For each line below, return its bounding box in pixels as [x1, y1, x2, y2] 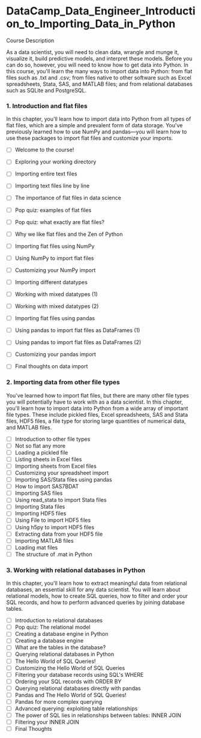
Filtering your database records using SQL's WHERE [14, 671, 144, 678]
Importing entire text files [14, 170, 77, 178]
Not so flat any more [14, 442, 66, 449]
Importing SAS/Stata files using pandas [14, 476, 112, 483]
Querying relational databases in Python [14, 650, 115, 658]
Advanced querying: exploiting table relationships [14, 704, 138, 712]
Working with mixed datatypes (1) [14, 290, 98, 298]
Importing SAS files [14, 489, 63, 497]
